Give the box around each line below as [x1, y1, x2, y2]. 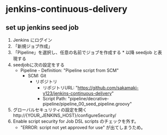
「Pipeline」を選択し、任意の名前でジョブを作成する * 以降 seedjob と [12, 50, 158, 55]
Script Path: [42, 96, 67, 101]
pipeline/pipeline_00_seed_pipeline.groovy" [42, 101, 132, 107]
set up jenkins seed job [5, 23, 79, 32]
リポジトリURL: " [42, 85, 78, 90]
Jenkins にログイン [12, 37, 52, 43]
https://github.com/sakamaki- [77, 85, 139, 90]
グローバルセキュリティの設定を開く [12, 107, 87, 113]
